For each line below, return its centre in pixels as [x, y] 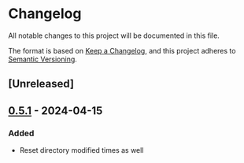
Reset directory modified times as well [81, 150]
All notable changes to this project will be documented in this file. [114, 35]
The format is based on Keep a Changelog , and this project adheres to [122, 50]
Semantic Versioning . [43, 59]
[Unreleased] [41, 84]
